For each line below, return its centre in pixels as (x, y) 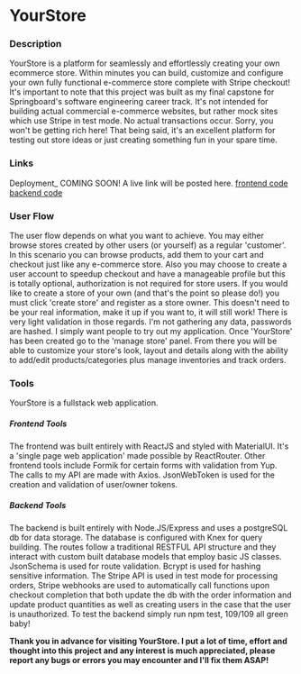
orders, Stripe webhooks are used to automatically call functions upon (140, 586)
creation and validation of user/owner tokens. (94, 485)
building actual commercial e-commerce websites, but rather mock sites (144, 111)
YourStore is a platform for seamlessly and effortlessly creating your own (145, 63)
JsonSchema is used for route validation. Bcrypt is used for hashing (135, 566)
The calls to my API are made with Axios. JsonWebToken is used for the (142, 475)
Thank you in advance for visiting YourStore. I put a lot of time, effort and (149, 642)
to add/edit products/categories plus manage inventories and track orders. (148, 360)
